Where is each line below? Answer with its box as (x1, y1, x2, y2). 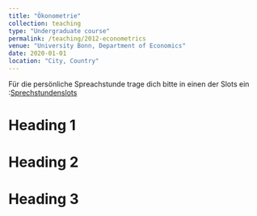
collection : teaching (8, 19, 82, 28)
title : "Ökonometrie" (8, 11, 82, 20)
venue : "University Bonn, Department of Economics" (8, 42, 186, 50)
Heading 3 (8, 190, 79, 209)
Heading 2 (8, 153, 79, 172)
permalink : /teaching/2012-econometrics (8, 34, 147, 43)
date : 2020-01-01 (8, 49, 67, 57)
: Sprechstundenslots (8, 87, 78, 97)
